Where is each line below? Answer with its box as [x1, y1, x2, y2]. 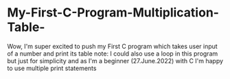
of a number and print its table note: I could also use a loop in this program [7, 49, 218, 58]
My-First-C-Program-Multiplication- [7, 5, 220, 21]
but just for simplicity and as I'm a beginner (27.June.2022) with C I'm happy [7, 56, 224, 65]
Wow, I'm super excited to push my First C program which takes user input [7, 42, 218, 50]
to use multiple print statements [7, 64, 97, 72]
